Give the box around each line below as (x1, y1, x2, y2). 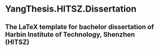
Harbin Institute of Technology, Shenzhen (5, 30, 136, 38)
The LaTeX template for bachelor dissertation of (5, 23, 154, 31)
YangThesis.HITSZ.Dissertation (5, 3, 137, 15)
